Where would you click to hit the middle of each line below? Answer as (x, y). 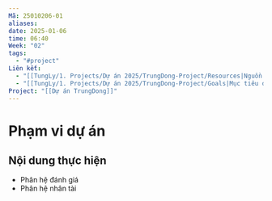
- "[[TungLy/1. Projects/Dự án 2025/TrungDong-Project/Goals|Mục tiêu (137, 83)
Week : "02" (27, 46)
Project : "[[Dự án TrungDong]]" (63, 91)
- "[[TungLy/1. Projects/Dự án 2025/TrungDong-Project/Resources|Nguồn (139, 76)
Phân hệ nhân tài (48, 188)
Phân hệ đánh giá (49, 180)
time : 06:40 (28, 38)
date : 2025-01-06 (38, 31)
